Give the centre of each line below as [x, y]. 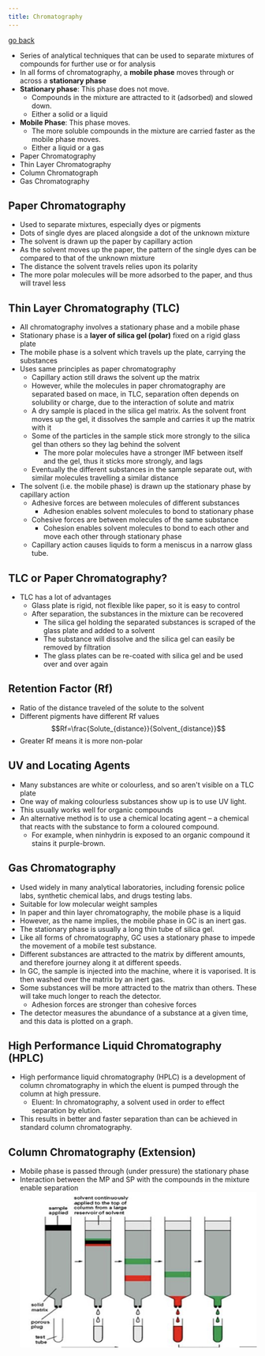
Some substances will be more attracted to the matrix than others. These [138, 987]
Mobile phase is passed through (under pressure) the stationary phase [134, 1172]
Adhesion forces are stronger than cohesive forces [114, 1004]
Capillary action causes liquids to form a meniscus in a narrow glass [142, 545]
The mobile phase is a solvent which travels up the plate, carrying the [132, 352]
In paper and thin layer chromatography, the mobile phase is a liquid [130, 912]
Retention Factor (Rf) [60, 689]
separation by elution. [67, 1111]
